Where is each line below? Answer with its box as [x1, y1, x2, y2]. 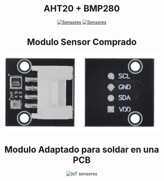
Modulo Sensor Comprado [27, 36, 137, 48]
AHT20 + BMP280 [43, 3, 120, 14]
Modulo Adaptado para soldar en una [4, 144, 159, 155]
